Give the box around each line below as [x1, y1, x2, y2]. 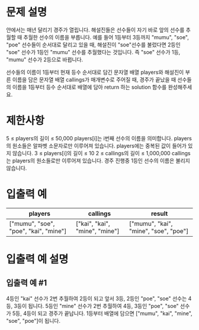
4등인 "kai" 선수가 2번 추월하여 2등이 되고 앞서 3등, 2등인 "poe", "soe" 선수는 [6, 295, 187, 302]
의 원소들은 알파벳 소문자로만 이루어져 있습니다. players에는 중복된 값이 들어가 [6, 142, 187, 149]
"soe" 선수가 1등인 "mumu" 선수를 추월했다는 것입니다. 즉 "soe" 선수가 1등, [6, 48, 181, 55]
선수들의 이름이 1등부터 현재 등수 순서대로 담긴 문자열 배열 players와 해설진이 [6, 68, 184, 76]
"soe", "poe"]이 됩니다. [6, 317, 61, 324]
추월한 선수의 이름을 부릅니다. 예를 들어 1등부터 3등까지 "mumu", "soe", [23, 33, 190, 40]
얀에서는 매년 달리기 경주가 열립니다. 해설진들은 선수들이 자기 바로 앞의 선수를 [6, 26, 185, 33]
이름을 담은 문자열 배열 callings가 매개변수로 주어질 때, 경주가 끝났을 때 [12, 76, 176, 83]
